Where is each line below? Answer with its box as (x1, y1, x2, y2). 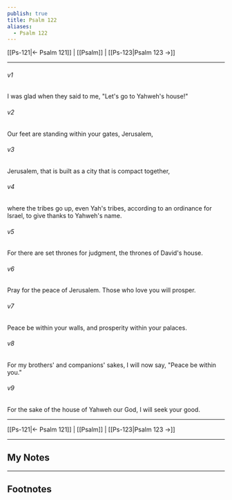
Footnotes (7, 483, 52, 495)
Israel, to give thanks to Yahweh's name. (7, 212, 122, 220)
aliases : (7, 23, 32, 30)
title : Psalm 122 (7, 17, 57, 24)
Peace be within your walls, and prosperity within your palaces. (7, 323, 188, 332)
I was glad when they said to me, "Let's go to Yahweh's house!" (7, 92, 188, 100)
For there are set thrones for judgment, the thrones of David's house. (7, 249, 204, 257)
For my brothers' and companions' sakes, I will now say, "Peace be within (7, 361, 216, 369)
